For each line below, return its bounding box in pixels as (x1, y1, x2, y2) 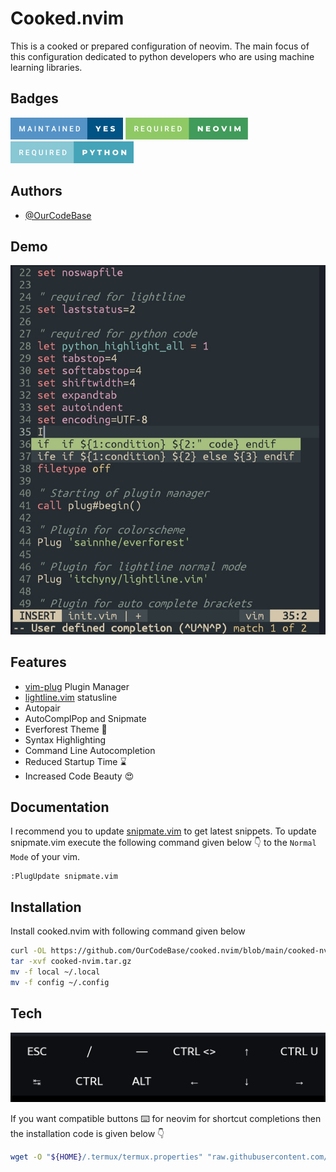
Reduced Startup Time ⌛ (24, 755, 127, 767)
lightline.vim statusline (24, 691, 118, 703)
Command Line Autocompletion (24, 744, 156, 756)
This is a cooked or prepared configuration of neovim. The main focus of (10, 40, 310, 52)
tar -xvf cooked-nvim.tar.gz (10, 957, 132, 967)
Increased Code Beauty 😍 (24, 770, 135, 782)
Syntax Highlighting (24, 733, 107, 746)
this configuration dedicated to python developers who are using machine (10, 50, 315, 62)
